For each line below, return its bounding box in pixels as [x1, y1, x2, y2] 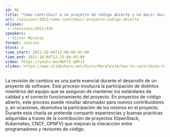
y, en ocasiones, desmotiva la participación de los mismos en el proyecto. [5, 105, 159, 111]
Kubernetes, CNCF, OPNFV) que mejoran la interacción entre [5, 121, 133, 127]
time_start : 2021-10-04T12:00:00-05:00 [5, 50, 90, 55]
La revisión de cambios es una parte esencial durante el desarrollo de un [5, 78, 157, 84]
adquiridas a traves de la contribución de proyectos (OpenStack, [5, 115, 140, 121]
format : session [5, 40, 39, 45]
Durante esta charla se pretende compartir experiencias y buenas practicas [5, 110, 163, 116]
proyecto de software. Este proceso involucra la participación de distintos [5, 83, 159, 89]
